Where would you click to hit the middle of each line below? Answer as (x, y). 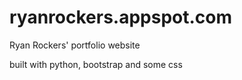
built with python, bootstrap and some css (96, 64)
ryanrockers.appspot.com (121, 17)
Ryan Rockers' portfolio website (75, 45)
